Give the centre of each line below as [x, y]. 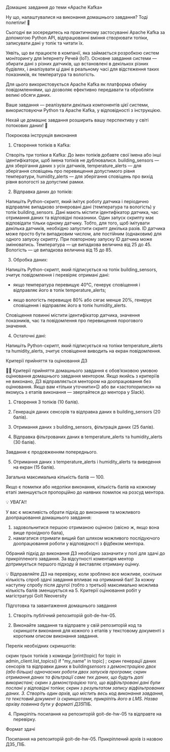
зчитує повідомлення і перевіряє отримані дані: [58, 275]
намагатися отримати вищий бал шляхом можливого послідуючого [86, 538]
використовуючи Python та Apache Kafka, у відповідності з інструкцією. [83, 110]
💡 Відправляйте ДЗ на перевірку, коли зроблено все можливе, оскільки [84, 574]
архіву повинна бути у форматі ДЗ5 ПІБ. [49, 704]
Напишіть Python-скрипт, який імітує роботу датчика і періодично [77, 201]
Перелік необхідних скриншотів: [41, 646]
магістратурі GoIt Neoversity [36, 596]
